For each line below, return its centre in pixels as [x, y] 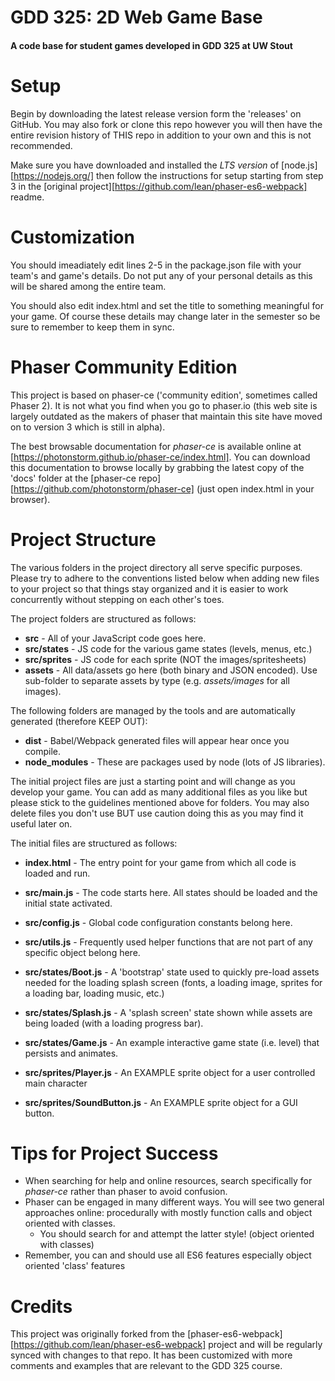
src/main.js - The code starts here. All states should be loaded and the [171, 892]
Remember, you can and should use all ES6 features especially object [168, 1255]
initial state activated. [68, 903]
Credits [41, 1306]
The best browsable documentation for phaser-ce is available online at [156, 446]
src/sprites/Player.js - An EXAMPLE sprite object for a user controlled [170, 1072]
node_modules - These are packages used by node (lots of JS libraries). [175, 762]
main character [56, 1083]
